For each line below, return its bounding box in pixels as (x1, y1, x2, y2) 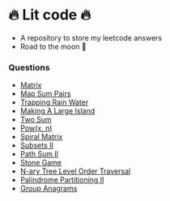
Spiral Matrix (19, 132, 63, 142)
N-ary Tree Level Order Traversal (19, 166, 131, 176)
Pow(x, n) (19, 123, 53, 133)
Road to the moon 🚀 (19, 41, 87, 51)
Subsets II (19, 140, 54, 151)
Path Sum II (19, 149, 59, 159)
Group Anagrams (19, 184, 78, 194)
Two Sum (19, 115, 53, 125)
